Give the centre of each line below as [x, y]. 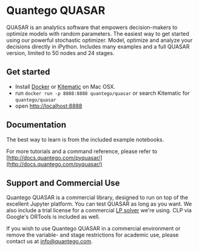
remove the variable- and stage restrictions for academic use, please [93, 235]
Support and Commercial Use [63, 183]
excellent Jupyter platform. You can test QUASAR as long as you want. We [99, 204]
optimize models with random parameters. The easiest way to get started [98, 33]
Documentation [36, 125]
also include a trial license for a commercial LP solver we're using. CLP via [99, 210]
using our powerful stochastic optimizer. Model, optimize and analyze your [99, 40]
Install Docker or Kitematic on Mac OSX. [65, 86]
